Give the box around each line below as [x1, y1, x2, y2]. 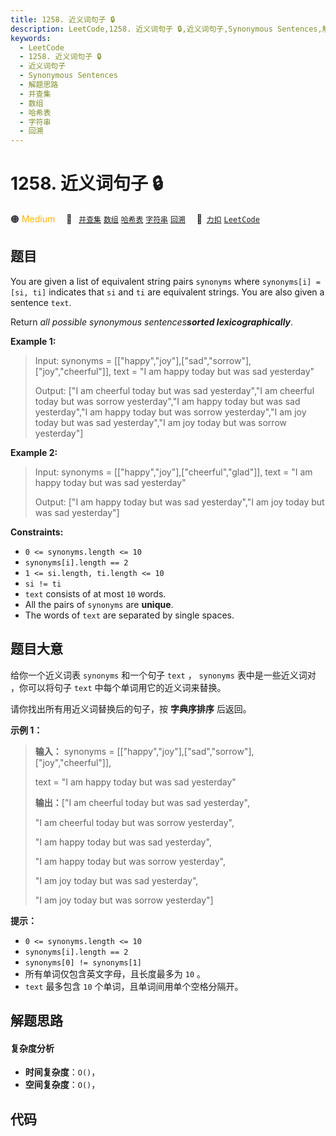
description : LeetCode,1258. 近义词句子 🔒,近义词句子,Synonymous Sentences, [10, 24, 323, 34]
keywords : [10, 33, 52, 43]
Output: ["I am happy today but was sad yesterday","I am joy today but [34, 496, 325, 508]
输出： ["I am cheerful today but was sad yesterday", [34, 796, 251, 808]
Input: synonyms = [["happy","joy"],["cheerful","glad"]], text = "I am [34, 466, 313, 478]
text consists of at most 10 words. [24, 587, 167, 600]
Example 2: [10, 446, 58, 458]
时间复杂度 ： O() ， [24, 1066, 101, 1078]
